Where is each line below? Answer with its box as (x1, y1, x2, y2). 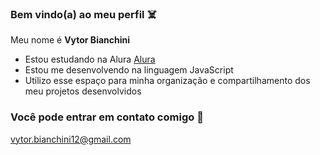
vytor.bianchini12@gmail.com (10, 133, 132, 145)
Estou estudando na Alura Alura (24, 53, 156, 66)
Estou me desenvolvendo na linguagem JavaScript (24, 64, 234, 76)
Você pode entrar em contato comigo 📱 (10, 110, 204, 124)
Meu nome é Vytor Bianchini (10, 34, 131, 46)
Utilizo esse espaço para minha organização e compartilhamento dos (24, 75, 311, 87)
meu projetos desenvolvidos (24, 85, 142, 97)
